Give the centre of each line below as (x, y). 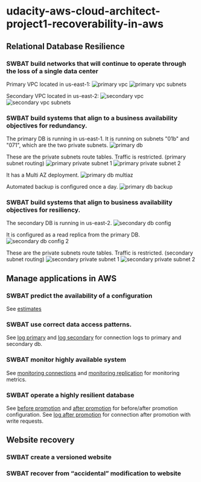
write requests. (25, 421)
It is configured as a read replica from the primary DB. (73, 235)
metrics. (17, 379)
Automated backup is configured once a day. (62, 187)
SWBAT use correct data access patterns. (69, 325)
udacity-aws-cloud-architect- (83, 11)
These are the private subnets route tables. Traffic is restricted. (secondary (100, 253)
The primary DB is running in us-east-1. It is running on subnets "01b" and (98, 139)
